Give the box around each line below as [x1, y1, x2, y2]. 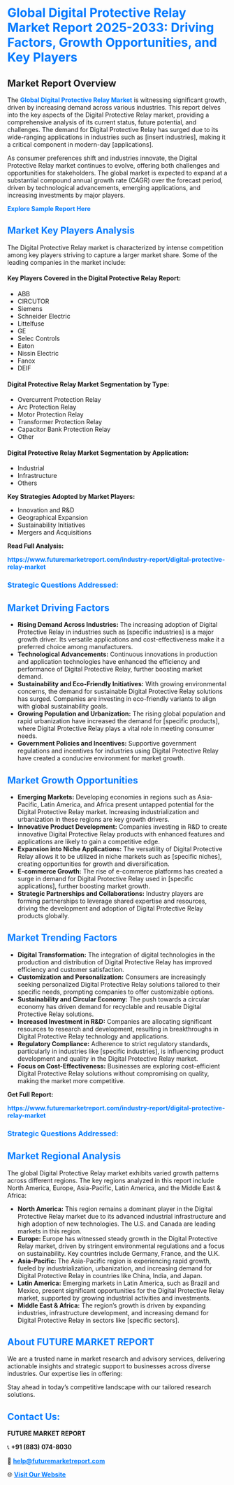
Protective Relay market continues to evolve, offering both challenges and [7, 161, 220, 169]
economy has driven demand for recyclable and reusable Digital [17, 1002, 202, 1010]
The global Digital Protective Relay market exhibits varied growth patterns [7, 1168, 219, 1177]
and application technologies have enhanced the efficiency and [17, 658, 200, 666]
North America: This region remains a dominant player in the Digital [17, 1204, 213, 1213]
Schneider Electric [17, 312, 71, 321]
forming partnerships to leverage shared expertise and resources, [17, 897, 207, 905]
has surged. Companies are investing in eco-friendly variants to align [17, 695, 217, 703]
